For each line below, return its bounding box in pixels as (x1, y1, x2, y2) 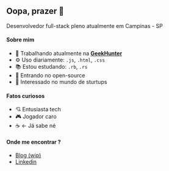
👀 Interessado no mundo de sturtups (15, 79, 107, 86)
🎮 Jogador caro (15, 113, 57, 120)
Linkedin (15, 158, 37, 166)
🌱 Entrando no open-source (15, 72, 85, 79)
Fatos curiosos (6, 92, 45, 99)
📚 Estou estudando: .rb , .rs (15, 63, 88, 71)
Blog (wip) (15, 152, 41, 159)
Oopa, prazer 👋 (6, 6, 65, 16)
